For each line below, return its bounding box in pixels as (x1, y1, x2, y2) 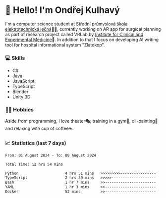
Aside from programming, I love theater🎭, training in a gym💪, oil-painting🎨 (5, 118, 158, 124)
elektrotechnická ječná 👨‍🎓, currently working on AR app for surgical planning (5, 26, 161, 32)
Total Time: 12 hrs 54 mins (5, 162, 63, 167)
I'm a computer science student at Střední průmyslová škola (5, 21, 128, 27)
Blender (12, 89, 29, 95)
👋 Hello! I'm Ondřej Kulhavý (5, 4, 120, 16)
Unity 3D (12, 94, 31, 100)
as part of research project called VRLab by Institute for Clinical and (5, 31, 144, 37)
